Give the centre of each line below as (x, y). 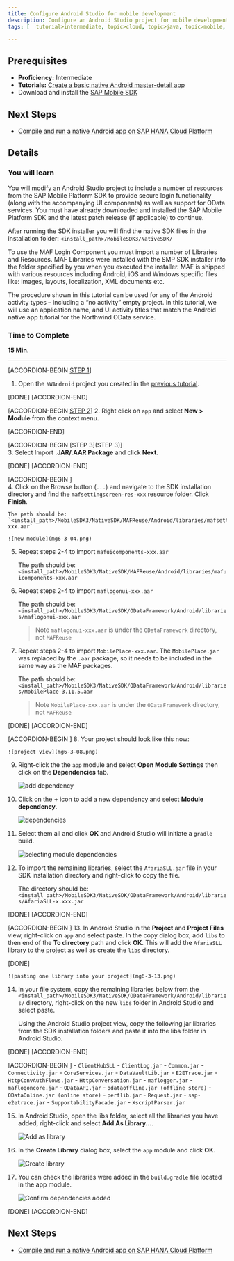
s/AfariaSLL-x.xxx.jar (51, 901)
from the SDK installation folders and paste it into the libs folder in (112, 1031)
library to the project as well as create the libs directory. (89, 950)
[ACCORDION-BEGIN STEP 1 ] (50, 370)
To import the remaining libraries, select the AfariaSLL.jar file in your (117, 868)
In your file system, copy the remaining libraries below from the (108, 989)
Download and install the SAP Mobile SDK (78, 93)
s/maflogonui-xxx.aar (49, 617)
